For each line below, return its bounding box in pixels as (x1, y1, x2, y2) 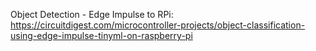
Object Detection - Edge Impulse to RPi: (10, 9, 174, 20)
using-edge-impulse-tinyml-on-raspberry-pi (10, 30, 193, 41)
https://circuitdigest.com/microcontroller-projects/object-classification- (10, 19, 306, 31)
